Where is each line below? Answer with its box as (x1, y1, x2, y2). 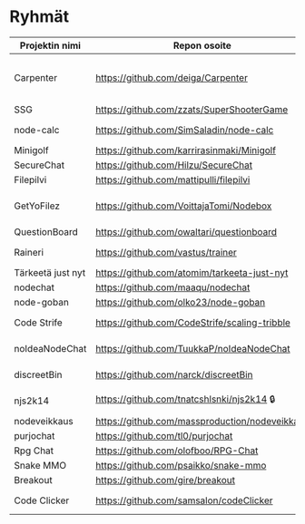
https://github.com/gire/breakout (94, 473, 236, 486)
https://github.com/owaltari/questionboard (94, 225, 278, 238)
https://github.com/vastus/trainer (94, 246, 238, 258)
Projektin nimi (19, 39, 82, 52)
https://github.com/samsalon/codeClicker (94, 494, 273, 507)
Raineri (14, 246, 44, 258)
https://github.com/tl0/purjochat (94, 429, 233, 442)
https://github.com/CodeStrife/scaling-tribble (94, 315, 290, 328)
